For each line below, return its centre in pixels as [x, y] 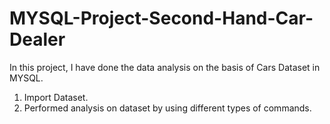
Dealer [37, 39]
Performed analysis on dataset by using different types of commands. [167, 108]
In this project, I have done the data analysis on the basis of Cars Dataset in [165, 67]
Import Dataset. [56, 97]
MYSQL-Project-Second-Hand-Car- [161, 18]
